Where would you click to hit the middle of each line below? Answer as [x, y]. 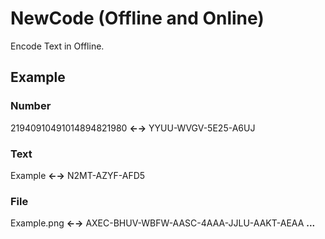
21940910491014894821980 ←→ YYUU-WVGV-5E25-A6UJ [133, 128]
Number [31, 106]
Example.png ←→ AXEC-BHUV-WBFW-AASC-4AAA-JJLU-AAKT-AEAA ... [163, 223]
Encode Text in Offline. [57, 46]
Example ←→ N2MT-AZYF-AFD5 [78, 175]
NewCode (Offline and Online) [137, 18]
